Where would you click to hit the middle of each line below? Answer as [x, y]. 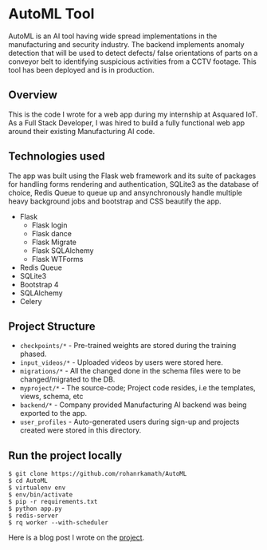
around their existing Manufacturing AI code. [82, 131]
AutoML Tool [51, 14]
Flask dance [51, 233]
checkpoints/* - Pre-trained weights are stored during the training [128, 346]
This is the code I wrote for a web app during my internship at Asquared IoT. [133, 114]
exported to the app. [53, 413]
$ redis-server [33, 516]
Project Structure [52, 326]
